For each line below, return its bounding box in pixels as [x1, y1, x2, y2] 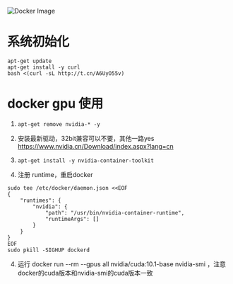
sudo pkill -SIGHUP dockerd [7, 246, 90, 254]
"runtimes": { [20, 197, 61, 204]
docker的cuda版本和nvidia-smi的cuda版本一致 [17, 268, 153, 277]
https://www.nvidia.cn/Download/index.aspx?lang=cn [17, 142, 174, 150]
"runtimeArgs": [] [44, 215, 100, 222]
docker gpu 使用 [7, 96, 104, 112]
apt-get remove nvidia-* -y [17, 120, 100, 127]
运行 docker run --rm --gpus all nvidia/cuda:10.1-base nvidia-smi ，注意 [17, 259, 226, 268]
